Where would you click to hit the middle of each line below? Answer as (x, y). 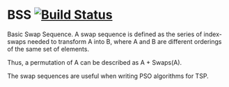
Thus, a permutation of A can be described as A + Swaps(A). (95, 62)
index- (213, 34)
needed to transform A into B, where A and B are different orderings (125, 41)
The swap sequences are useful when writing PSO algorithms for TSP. (108, 76)
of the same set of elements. (48, 49)
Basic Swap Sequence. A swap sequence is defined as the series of (105, 34)
